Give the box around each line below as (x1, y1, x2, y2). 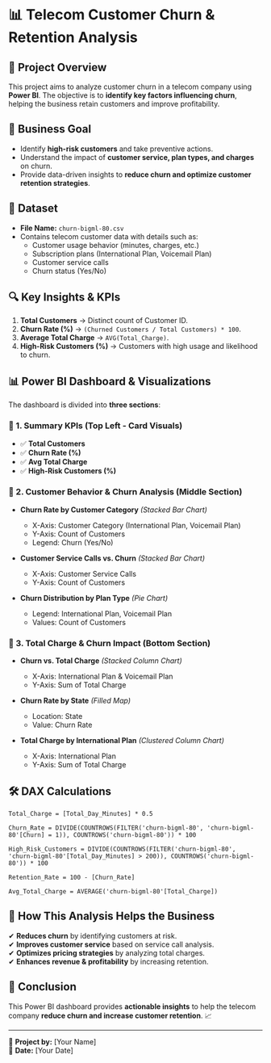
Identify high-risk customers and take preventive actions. (19, 144, 214, 153)
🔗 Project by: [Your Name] (8, 1036, 97, 1046)
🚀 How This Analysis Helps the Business (8, 910, 215, 923)
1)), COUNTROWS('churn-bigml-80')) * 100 (55, 830, 197, 839)
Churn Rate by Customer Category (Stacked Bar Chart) (19, 505, 208, 515)
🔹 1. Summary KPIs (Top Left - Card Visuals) (8, 420, 183, 431)
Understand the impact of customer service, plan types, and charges (19, 152, 254, 162)
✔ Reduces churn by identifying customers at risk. (8, 931, 177, 940)
